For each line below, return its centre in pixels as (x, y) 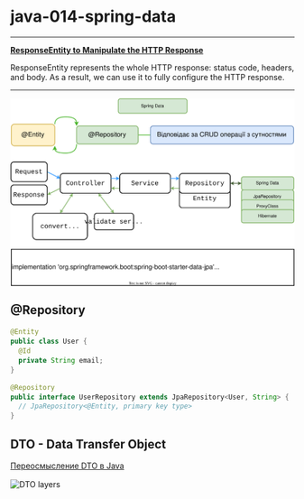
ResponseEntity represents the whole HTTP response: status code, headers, (152, 67)
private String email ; (61, 360)
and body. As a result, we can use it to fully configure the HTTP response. (147, 77)
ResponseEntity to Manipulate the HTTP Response (107, 50)
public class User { (49, 342)
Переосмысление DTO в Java (67, 466)
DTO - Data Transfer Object (88, 444)
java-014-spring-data (93, 17)
